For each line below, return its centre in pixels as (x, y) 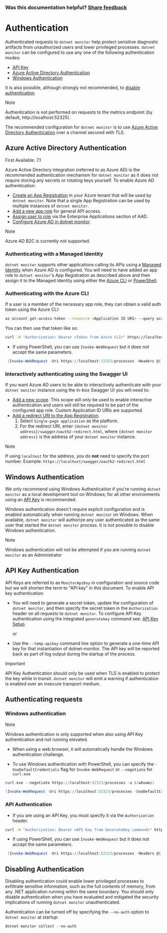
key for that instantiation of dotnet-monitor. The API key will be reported (86, 648)
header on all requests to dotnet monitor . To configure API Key (77, 613)
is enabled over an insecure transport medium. (53, 684)
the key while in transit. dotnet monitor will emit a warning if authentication (82, 678)
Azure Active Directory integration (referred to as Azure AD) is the (73, 170)
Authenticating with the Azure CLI (47, 293)
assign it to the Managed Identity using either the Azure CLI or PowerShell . (82, 280)
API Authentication (29, 805)
